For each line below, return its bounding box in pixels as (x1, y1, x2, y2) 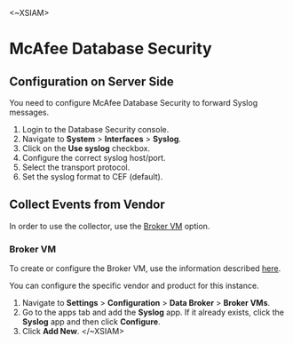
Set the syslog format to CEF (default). (21, 172, 163, 181)
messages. (9, 107, 50, 117)
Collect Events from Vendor (9, 197, 166, 212)
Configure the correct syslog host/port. (21, 153, 166, 163)
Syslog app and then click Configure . (21, 316, 162, 327)
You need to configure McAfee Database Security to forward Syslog (9, 98, 258, 108)
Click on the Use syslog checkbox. (21, 143, 151, 154)
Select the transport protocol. (21, 162, 131, 172)
